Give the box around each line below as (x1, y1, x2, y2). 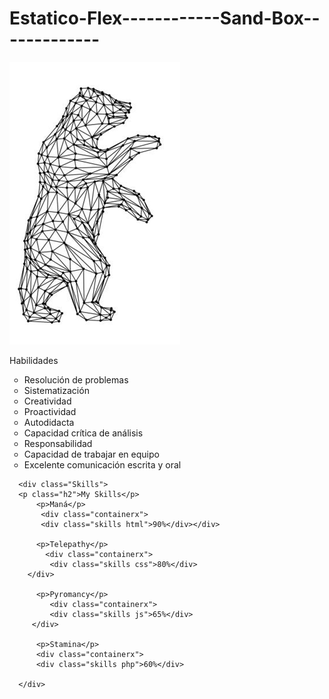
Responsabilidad (23, 437, 93, 449)
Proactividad (23, 405, 77, 417)
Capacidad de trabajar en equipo (23, 448, 160, 460)
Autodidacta (23, 416, 75, 428)
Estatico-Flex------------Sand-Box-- (9, 7, 321, 30)
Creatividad (23, 395, 72, 407)
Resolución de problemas (23, 373, 129, 386)
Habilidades (9, 354, 59, 366)
